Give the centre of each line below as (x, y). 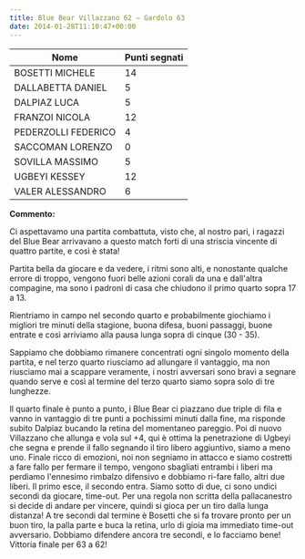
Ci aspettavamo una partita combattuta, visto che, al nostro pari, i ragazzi (147, 231)
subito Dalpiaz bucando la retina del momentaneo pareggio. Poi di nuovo (146, 428)
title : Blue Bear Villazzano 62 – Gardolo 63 (97, 18)
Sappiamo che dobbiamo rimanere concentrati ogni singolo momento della (149, 352)
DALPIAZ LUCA (47, 102)
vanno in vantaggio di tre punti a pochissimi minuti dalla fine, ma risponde (147, 418)
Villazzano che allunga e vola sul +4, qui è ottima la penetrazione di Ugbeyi (150, 438)
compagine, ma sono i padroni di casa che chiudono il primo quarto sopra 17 (153, 287)
